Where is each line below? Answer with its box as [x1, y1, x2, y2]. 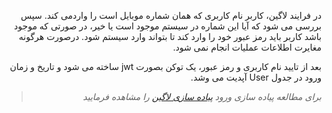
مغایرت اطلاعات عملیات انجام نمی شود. [172, 41, 322, 53]
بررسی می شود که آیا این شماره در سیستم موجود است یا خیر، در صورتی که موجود [14, 20, 322, 32]
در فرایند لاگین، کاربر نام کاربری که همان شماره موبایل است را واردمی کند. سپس [20, 10, 322, 21]
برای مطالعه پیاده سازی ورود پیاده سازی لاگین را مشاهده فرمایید [82, 91, 322, 102]
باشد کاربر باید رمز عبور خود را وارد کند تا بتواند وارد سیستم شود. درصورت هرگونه [18, 31, 322, 42]
